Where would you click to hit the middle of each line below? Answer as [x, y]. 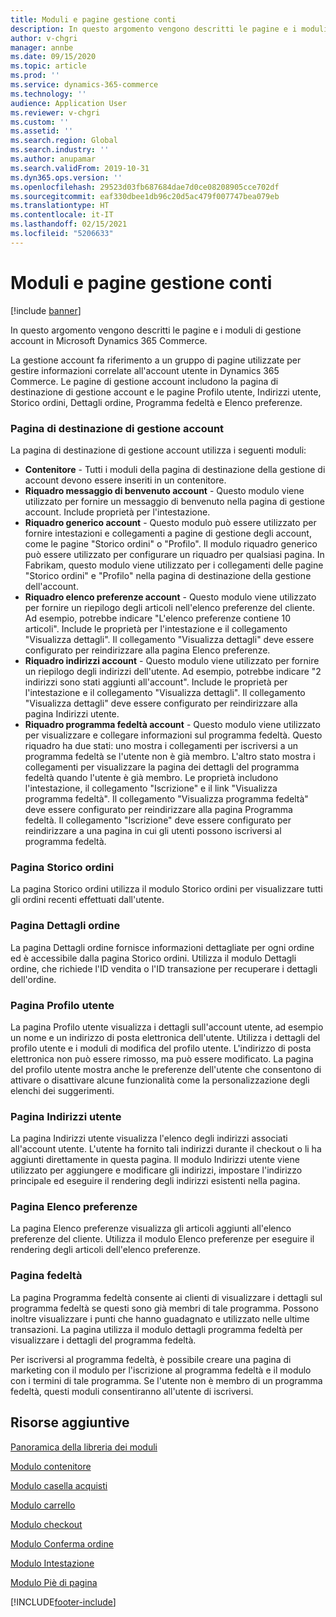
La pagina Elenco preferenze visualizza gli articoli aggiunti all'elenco [151, 1228]
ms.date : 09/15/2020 [53, 57]
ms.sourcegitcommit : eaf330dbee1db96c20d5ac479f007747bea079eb [145, 196]
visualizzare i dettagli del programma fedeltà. [103, 1340]
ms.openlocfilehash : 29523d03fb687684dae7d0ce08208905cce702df [145, 187]
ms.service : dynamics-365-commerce [84, 85]
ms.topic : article [48, 66]
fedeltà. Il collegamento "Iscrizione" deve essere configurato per [158, 820]
